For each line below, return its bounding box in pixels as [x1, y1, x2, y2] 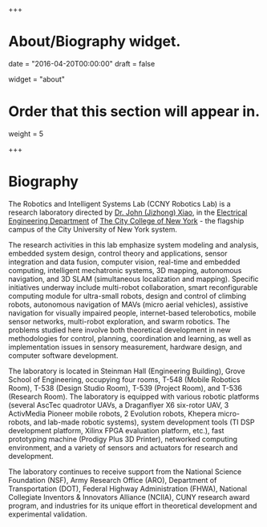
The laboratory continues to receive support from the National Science [8, 466, 242, 477]
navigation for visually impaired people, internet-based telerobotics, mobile [8, 308, 257, 317]
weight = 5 [8, 129, 44, 139]
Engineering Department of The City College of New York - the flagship [8, 215, 245, 225]
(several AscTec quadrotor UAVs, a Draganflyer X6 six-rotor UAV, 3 [8, 400, 229, 409]
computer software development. [8, 350, 119, 360]
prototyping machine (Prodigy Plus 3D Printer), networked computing [8, 434, 238, 444]
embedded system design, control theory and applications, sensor [8, 248, 228, 258]
